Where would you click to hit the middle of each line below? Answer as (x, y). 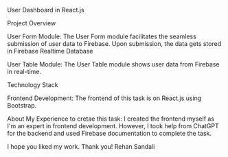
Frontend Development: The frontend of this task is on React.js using (104, 98)
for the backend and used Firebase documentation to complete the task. (109, 133)
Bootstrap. (22, 105)
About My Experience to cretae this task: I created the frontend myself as (111, 119)
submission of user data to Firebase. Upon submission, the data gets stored (114, 44)
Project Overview (32, 23)
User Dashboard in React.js (46, 10)
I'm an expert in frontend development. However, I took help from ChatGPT (113, 126)
